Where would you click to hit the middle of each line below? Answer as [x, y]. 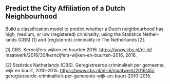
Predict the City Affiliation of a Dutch [65, 8]
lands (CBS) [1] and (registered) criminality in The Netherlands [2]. [75, 39]
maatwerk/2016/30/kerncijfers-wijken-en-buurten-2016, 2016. [71, 55]
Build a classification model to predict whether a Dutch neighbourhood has [84, 29]
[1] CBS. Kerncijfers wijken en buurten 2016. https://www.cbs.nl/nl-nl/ [79, 49]
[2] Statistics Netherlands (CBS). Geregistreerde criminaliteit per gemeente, [85, 65]
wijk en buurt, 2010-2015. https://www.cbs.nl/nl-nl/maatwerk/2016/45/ [80, 70]
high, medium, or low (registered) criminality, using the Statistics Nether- [82, 34]
